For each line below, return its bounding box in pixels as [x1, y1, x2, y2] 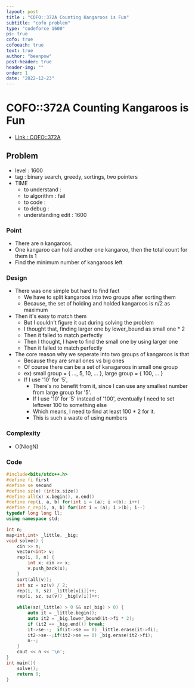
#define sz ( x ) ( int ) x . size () [6, 488, 79, 494]
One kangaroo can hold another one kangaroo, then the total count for [14, 246, 188, 253]
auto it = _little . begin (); [27, 610, 97, 616]
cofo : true [6, 36, 33, 42]
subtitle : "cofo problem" [6, 20, 70, 26]
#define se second [6, 482, 52, 488]
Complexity [6, 429, 41, 438]
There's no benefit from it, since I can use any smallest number [32, 383, 188, 390]
